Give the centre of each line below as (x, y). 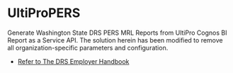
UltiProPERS (44, 13)
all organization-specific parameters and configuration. (88, 47)
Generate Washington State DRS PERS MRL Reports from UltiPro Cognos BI (117, 33)
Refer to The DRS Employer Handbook (73, 61)
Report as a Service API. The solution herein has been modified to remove (115, 40)
